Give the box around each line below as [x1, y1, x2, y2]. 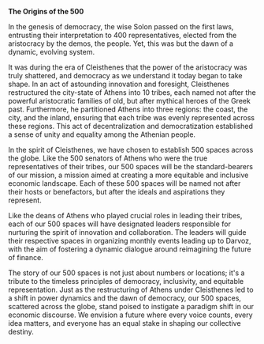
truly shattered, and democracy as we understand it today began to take [8, 71, 243, 80]
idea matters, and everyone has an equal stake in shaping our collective [8, 319, 242, 327]
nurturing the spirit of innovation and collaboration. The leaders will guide [8, 228, 247, 236]
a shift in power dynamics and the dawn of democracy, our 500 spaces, [8, 293, 242, 303]
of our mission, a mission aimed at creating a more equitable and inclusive [8, 170, 249, 180]
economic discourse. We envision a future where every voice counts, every [8, 310, 254, 319]
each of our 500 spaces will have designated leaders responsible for [8, 219, 231, 229]
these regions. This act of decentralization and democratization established [8, 122, 254, 130]
